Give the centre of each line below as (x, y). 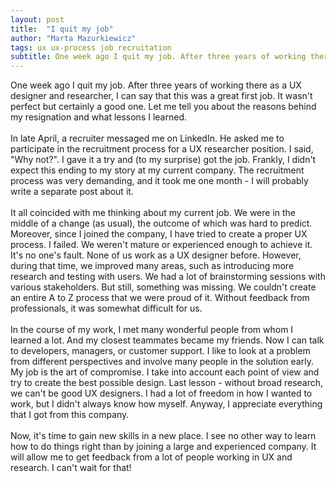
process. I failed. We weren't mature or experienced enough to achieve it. (161, 245)
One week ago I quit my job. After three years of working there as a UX (156, 85)
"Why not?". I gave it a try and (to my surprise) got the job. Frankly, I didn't (163, 160)
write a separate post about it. (72, 192)
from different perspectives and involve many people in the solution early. (162, 362)
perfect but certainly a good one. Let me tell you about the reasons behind (163, 107)
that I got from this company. (70, 415)
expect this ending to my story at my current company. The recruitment (157, 170)
